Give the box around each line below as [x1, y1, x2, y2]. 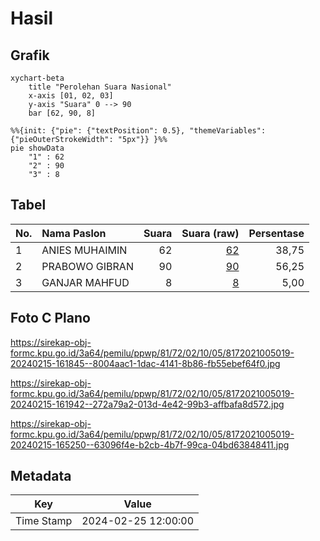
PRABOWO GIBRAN [41, 259, 134, 273]
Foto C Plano [10, 310, 91, 327]
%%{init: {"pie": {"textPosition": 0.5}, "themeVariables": [10, 126, 267, 136]
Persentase [248, 226, 305, 240]
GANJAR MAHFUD [41, 275, 130, 289]
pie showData [10, 143, 65, 153]
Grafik [10, 47, 50, 64]
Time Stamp [15, 514, 73, 528]
